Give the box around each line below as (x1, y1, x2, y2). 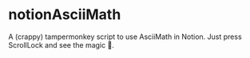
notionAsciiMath (8, 6, 121, 24)
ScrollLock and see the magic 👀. (8, 40, 114, 49)
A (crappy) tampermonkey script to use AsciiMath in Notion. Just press (8, 32, 242, 41)
